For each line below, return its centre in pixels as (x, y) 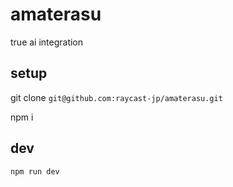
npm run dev (35, 171)
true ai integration (47, 42)
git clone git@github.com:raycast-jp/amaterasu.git (116, 97)
